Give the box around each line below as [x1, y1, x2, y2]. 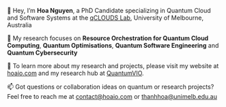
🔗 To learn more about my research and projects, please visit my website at [7, 62, 219, 70]
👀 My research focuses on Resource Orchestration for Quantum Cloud [7, 34, 209, 42]
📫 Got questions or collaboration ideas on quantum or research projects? [7, 82, 214, 91]
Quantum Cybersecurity [7, 48, 78, 57]
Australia [7, 21, 32, 29]
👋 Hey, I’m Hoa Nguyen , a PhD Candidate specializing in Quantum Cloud [7, 7, 212, 14]
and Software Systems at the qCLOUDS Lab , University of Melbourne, [7, 14, 204, 22]
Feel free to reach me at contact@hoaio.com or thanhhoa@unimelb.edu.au [7, 93, 217, 100]
